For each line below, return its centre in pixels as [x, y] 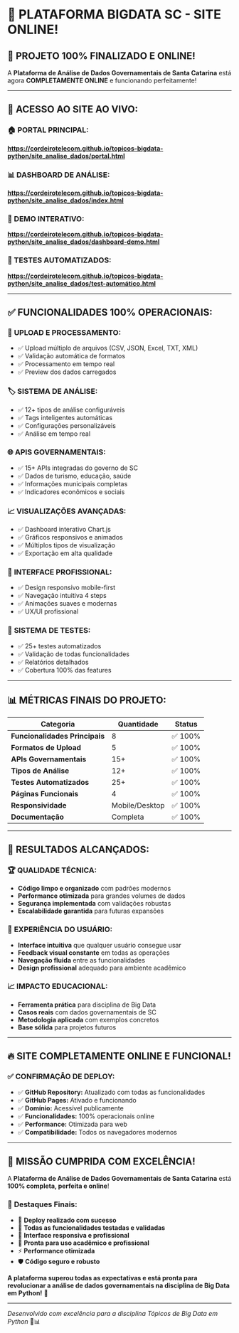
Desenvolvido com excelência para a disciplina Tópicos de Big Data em [113, 1313]
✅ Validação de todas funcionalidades [74, 654]
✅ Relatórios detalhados [53, 662]
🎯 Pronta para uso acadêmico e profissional [83, 1243]
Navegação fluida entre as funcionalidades [81, 960]
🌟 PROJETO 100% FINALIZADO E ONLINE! [101, 56]
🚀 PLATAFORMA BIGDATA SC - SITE [115, 15]
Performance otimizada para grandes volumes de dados [101, 896]
